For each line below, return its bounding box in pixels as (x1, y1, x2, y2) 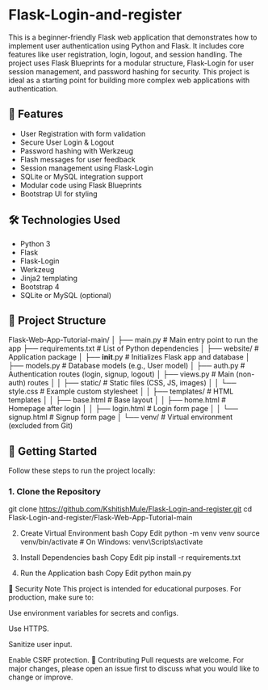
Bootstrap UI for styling (19, 188, 98, 199)
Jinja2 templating (19, 273, 78, 283)
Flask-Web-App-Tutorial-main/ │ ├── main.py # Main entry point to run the (8, 335, 258, 345)
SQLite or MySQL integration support (19, 171, 144, 181)
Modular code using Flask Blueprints (19, 180, 143, 190)
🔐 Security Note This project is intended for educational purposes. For (8, 584, 241, 594)
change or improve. (8, 672, 73, 682)
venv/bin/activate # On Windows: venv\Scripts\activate (19, 537, 203, 547)
